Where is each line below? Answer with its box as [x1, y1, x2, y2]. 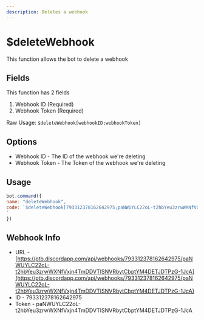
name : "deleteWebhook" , [6, 198, 67, 204]
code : [6, 204, 20, 210]
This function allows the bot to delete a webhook [6, 55, 129, 63]
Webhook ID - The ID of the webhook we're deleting [15, 153, 146, 160]
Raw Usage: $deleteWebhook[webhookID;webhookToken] [6, 119, 141, 127]
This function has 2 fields [6, 89, 70, 96]
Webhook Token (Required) [15, 107, 84, 114]
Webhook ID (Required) [15, 101, 74, 108]
